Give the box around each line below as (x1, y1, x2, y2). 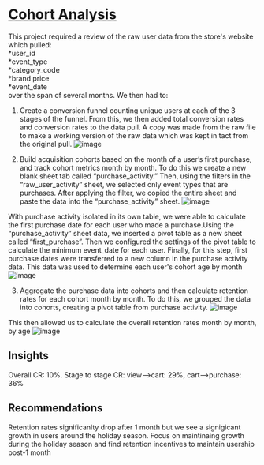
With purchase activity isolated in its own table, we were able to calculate (8, 212, 246, 221)
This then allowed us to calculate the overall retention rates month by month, (8, 317, 257, 327)
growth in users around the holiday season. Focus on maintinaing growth (8, 430, 244, 440)
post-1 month (8, 448, 51, 457)
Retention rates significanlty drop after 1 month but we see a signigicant (8, 422, 241, 432)
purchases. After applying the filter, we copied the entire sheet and (19, 188, 237, 197)
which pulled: (8, 39, 52, 49)
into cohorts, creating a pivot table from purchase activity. (19, 302, 208, 312)
